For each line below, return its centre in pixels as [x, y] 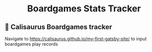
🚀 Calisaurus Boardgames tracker [58, 27]
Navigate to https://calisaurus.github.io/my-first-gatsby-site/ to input [76, 39]
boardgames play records [31, 44]
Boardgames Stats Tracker [84, 9]
